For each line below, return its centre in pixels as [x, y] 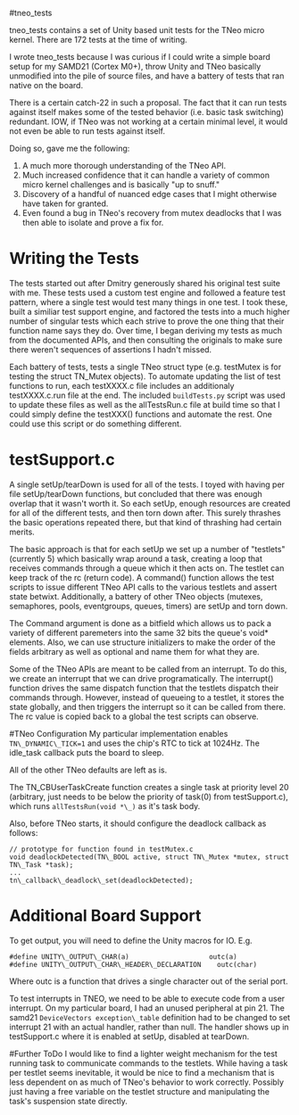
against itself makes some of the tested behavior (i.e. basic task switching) [146, 112]
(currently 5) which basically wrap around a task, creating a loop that [136, 558]
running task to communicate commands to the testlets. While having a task [149, 1063]
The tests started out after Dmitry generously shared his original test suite [145, 283]
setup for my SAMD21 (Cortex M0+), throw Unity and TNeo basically [135, 66]
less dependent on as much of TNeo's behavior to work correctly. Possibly [146, 1082]
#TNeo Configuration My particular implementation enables [119, 733]
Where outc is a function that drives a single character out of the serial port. [149, 981]
